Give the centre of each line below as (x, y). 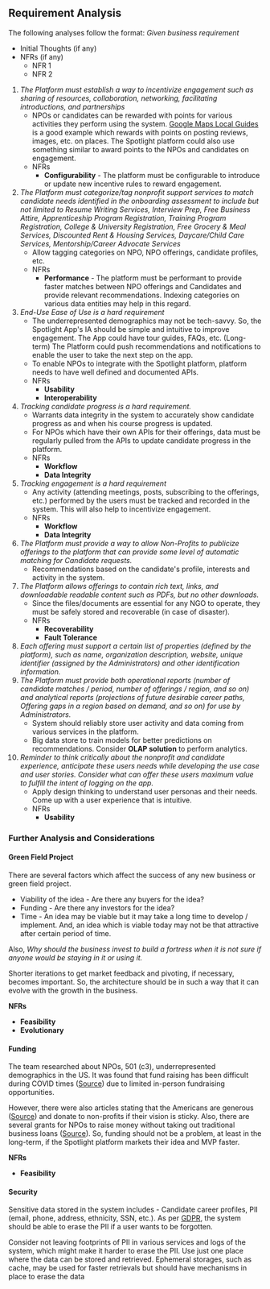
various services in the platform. (85, 732)
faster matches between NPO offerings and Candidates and (143, 286)
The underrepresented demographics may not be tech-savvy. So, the (147, 321)
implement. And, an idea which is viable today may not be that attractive (139, 925)
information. (40, 671)
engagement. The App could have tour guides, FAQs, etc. (127, 338)
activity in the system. (68, 577)
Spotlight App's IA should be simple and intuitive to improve (131, 329)
